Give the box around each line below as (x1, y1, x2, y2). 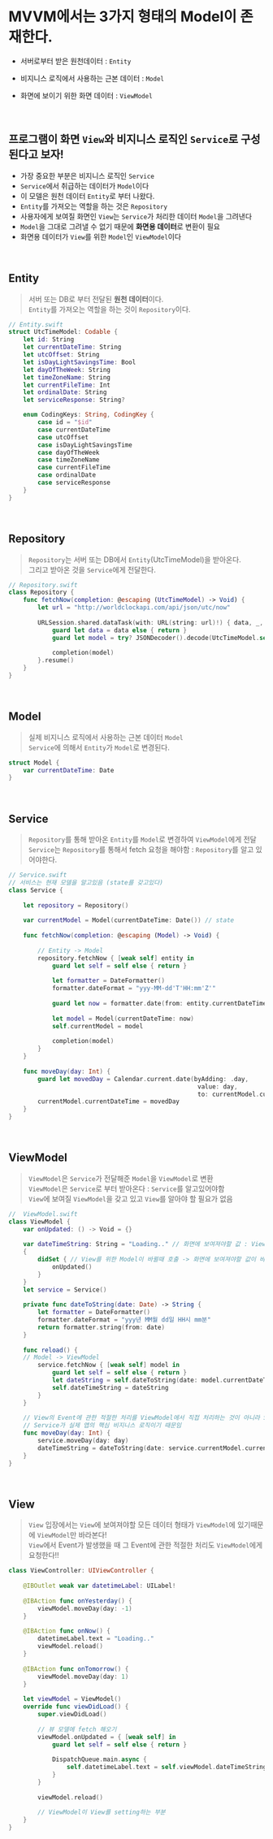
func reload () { (23, 1346, 79, 1354)
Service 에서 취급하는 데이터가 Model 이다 (19, 180, 149, 191)
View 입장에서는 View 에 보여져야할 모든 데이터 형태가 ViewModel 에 (28, 1520, 236, 1530)
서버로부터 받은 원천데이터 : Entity (19, 56, 132, 66)
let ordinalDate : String (23, 388, 107, 396)
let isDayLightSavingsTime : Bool (23, 358, 136, 366)
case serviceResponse (37, 478, 111, 487)
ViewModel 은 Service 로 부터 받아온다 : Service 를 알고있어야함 (28, 1183, 225, 1193)
